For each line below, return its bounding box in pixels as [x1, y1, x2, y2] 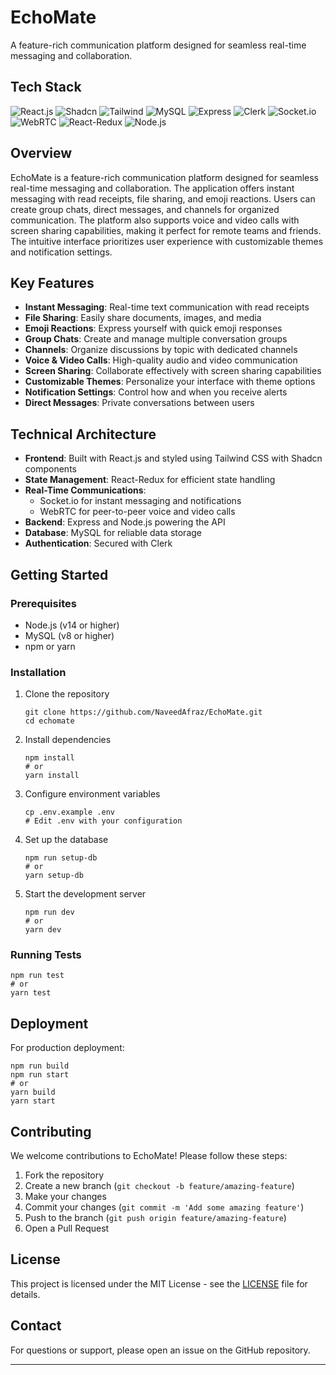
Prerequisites [10, 596, 77, 610]
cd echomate [24, 716, 75, 726]
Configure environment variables [24, 788, 161, 800]
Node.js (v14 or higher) [24, 619, 120, 631]
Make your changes [24, 1191, 107, 1203]
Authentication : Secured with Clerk [24, 537, 173, 550]
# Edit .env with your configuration [24, 816, 183, 826]
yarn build [10, 1087, 56, 1098]
